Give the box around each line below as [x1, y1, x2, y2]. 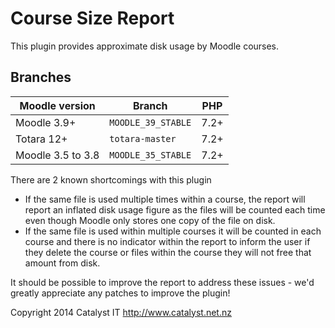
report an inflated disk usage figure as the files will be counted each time [24, 203, 326, 216]
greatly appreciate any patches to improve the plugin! [10, 287, 231, 299]
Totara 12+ [15, 132, 68, 146]
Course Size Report [10, 7, 175, 30]
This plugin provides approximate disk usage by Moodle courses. [10, 40, 280, 52]
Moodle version [19, 98, 96, 112]
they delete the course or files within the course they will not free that [24, 246, 312, 258]
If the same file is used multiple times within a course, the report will [24, 193, 306, 205]
